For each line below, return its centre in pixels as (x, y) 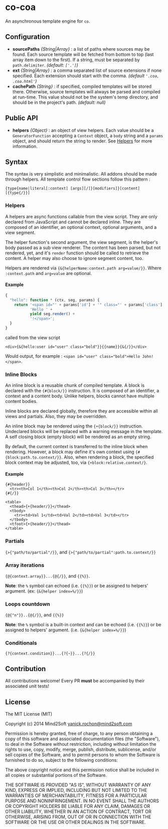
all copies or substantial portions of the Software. (56, 775)
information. (25, 146)
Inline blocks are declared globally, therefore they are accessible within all (81, 411)
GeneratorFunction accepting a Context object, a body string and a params (88, 135)
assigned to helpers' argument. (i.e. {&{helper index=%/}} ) (66, 630)
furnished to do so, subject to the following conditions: (61, 760)
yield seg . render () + (52, 314)
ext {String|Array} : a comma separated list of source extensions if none (87, 70)
